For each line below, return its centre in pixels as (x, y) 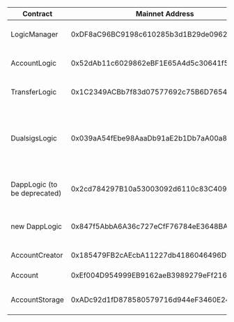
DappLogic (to (34, 184)
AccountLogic (34, 63)
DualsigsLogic (34, 138)
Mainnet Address (165, 14)
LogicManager (34, 34)
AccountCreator (37, 255)
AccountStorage (38, 300)
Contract (37, 14)
